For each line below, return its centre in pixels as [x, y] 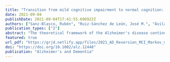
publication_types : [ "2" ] [32, 28]
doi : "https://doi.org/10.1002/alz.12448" [51, 47]
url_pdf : [14, 42]
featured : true [21, 38]
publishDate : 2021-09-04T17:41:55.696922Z [51, 19]
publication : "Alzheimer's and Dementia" [50, 51]
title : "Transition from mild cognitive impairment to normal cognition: [85, 10]
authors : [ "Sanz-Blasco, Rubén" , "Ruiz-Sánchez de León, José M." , [78, 24]
